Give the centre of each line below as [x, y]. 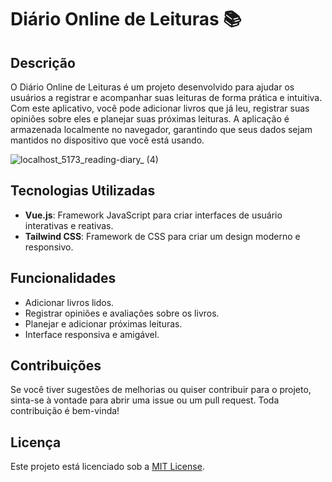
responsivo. [49, 247]
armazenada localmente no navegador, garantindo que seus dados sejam [161, 129]
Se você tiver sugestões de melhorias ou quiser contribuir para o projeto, [161, 390]
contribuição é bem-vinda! [65, 411]
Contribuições [56, 366]
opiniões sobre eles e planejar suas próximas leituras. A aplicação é [150, 119]
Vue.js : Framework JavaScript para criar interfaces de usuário [153, 215]
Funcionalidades [63, 278]
